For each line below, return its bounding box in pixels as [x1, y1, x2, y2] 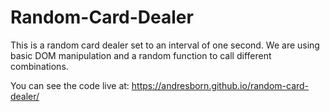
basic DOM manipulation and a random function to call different [10, 49, 272, 61]
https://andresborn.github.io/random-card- [131, 79, 310, 91]
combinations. [10, 60, 69, 72]
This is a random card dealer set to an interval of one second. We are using [10, 39, 320, 51]
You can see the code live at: [10, 79, 130, 91]
